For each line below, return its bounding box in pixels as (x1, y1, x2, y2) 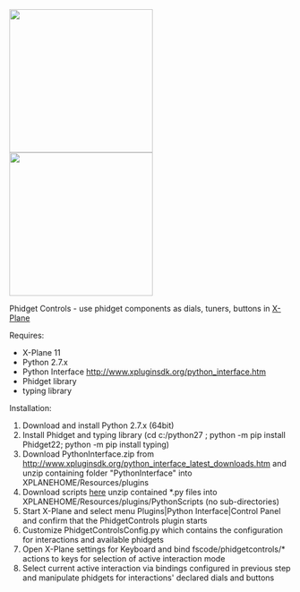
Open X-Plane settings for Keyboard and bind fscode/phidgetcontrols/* (21, 544, 286, 554)
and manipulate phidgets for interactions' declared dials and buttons (21, 572, 275, 583)
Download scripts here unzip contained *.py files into (21, 487, 218, 497)
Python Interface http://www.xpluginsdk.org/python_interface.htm (21, 366, 267, 377)
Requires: (9, 330, 45, 340)
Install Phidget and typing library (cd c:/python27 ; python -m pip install (21, 430, 287, 440)
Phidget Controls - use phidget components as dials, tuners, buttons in (9, 304, 270, 313)
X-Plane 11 (21, 347, 61, 357)
